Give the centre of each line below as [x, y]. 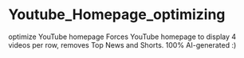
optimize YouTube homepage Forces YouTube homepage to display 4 [122, 37]
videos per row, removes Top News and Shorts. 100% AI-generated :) [122, 44]
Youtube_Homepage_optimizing [117, 15]
